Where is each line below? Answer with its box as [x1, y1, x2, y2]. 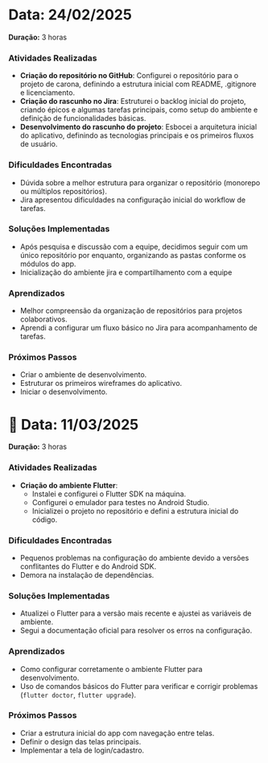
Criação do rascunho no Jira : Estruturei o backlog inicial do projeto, [19, 97, 247, 106]
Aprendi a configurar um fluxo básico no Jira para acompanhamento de [19, 323, 258, 333]
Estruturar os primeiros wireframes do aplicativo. [19, 379, 183, 388]
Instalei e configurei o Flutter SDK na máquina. [31, 489, 187, 499]
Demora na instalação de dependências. [19, 570, 155, 579]
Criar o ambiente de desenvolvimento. [19, 370, 147, 379]
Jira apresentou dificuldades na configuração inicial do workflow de [19, 195, 246, 205]
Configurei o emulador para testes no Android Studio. [31, 497, 210, 507]
